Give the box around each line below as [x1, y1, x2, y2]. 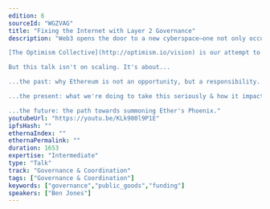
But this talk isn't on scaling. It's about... [8, 64, 171, 72]
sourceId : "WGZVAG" [8, 19, 74, 27]
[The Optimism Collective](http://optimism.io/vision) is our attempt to [8, 49, 261, 57]
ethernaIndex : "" [8, 129, 67, 137]
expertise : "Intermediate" [8, 152, 99, 160]
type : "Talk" [8, 159, 52, 167]
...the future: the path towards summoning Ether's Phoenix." [8, 106, 221, 115]
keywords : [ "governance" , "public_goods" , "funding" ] [8, 182, 185, 190]
